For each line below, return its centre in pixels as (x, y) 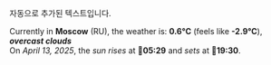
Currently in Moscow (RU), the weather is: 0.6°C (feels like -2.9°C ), (136, 31)
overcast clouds (41, 41)
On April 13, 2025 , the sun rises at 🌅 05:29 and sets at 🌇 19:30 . (125, 51)
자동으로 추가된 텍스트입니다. (60, 13)
